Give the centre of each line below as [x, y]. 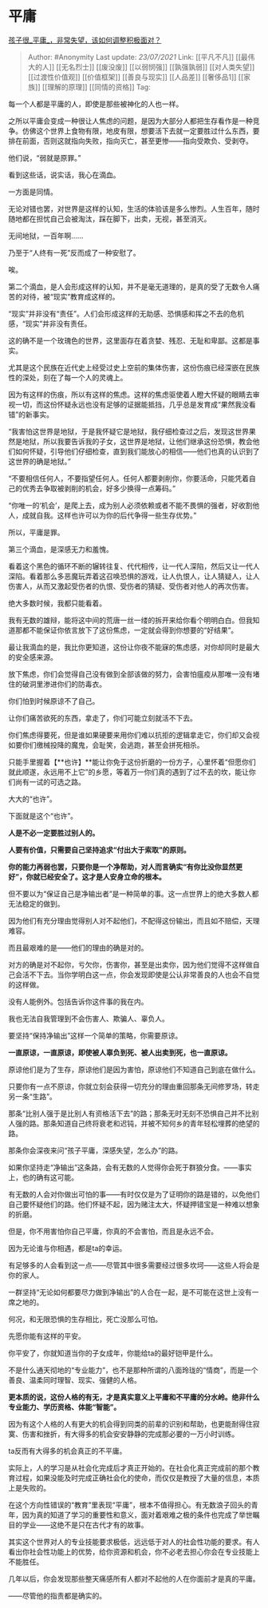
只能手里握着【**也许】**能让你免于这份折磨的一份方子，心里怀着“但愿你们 [132, 762]
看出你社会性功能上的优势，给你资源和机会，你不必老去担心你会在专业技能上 [134, 1551]
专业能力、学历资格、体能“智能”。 [65, 1407]
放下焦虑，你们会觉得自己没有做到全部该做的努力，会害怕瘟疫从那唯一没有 [130, 674]
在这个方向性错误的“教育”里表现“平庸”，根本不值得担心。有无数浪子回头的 [130, 1505]
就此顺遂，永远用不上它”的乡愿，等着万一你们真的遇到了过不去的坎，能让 [129, 772]
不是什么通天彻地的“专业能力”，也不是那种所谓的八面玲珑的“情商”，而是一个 [133, 1370]
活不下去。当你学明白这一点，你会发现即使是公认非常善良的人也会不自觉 [141, 975]
